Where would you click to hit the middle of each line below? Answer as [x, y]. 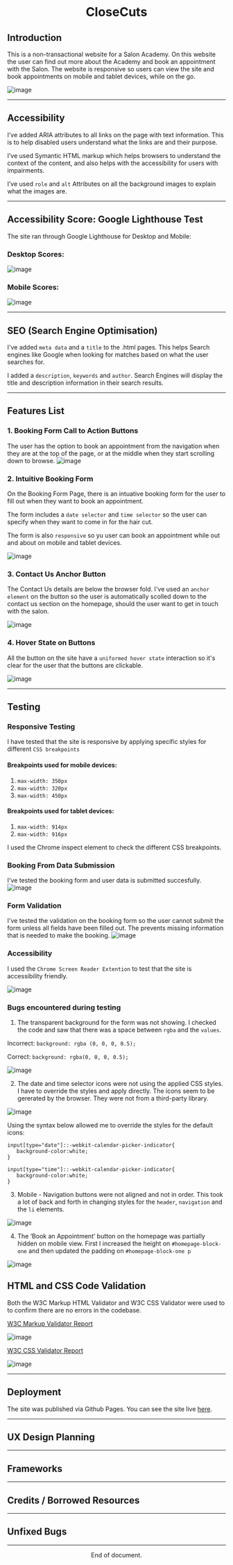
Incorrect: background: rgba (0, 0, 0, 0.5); [72, 1043]
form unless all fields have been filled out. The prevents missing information [115, 928]
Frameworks [35, 1468]
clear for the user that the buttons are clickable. [75, 665]
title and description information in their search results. [86, 383]
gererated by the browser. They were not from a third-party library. [113, 1098]
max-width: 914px [42, 827]
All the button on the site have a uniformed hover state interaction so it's [111, 658]
